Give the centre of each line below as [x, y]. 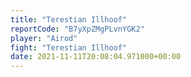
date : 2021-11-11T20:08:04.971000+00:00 [96, 57]
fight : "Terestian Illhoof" [69, 47]
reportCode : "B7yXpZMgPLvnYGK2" [77, 29]
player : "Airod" [44, 38]
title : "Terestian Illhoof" [69, 19]
